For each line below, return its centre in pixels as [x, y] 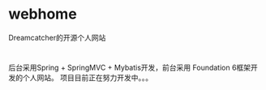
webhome [43, 14]
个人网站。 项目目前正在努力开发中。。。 [87, 78]
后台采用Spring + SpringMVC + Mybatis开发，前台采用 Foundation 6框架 [130, 68]
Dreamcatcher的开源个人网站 [57, 37]
